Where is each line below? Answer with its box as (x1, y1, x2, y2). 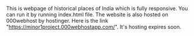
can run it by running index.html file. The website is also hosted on (6, 11, 168, 18)
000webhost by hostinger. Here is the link (6, 17, 109, 24)
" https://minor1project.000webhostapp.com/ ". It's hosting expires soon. (6, 23, 182, 30)
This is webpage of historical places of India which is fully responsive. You (6, 5, 188, 12)
